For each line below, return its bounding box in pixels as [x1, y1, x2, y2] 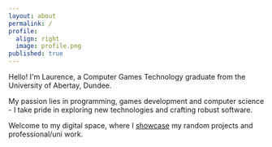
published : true [8, 50, 63, 58]
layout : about [8, 11, 57, 20]
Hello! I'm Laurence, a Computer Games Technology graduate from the [8, 72, 246, 81]
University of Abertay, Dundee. [8, 80, 112, 90]
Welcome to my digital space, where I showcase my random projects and [8, 121, 253, 130]
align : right [15, 34, 60, 43]
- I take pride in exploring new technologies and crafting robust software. [8, 105, 253, 115]
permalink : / [8, 19, 53, 28]
